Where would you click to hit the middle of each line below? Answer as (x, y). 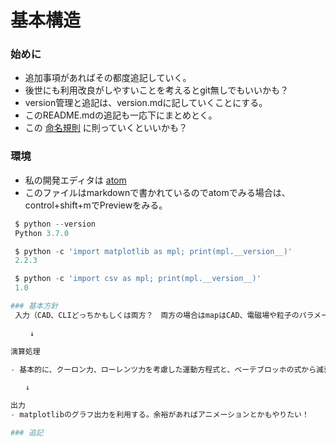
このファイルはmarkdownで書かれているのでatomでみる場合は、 (157, 192)
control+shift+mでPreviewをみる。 (96, 205)
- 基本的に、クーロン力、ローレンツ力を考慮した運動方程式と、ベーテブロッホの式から (163, 369)
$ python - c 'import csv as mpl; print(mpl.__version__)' (138, 279)
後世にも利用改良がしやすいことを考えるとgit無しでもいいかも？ (157, 90)
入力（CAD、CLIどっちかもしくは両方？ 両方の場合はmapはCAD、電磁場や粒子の (157, 315)
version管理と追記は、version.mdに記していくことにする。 (146, 103)
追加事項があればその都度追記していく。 (108, 78)
